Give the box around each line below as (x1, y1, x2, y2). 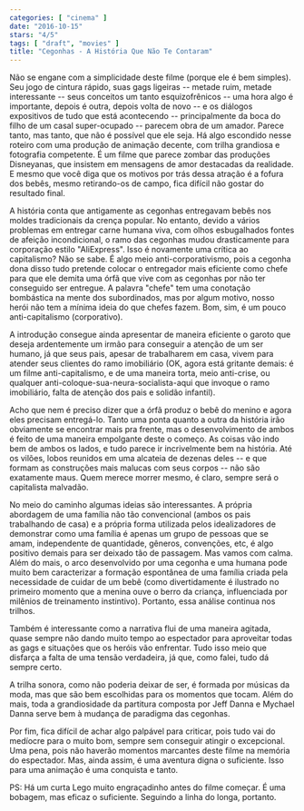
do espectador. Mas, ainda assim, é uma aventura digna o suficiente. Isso (9, 755, 284, 766)
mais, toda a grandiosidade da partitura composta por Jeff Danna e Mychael (9, 698, 295, 709)
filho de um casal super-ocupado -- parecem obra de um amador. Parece (9, 120, 284, 132)
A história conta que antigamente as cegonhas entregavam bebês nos (9, 205, 272, 216)
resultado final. (9, 188, 66, 199)
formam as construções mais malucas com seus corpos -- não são (9, 462, 260, 473)
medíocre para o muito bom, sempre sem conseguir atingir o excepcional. (9, 736, 286, 747)
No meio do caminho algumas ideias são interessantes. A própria (9, 499, 252, 510)
